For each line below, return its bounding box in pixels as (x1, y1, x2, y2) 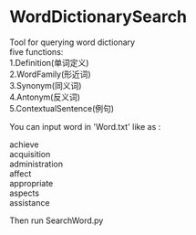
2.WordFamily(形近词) (9, 69, 91, 80)
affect (9, 167, 32, 179)
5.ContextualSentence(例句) (9, 102, 115, 113)
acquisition (9, 148, 51, 159)
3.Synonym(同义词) (9, 80, 82, 91)
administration (9, 158, 64, 169)
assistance (9, 197, 50, 208)
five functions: (9, 46, 64, 57)
